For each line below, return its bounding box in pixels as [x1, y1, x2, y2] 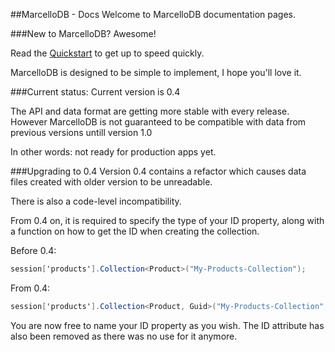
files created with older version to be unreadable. [10, 176, 213, 188]
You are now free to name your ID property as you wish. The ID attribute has [10, 319, 325, 331]
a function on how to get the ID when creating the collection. [10, 225, 260, 237]
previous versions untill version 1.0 [10, 127, 153, 138]
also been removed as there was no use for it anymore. [10, 330, 238, 342]
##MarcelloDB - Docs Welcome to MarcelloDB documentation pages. [10, 9, 297, 20]
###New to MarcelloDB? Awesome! [10, 28, 157, 39]
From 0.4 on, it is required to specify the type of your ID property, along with [10, 215, 325, 226]
